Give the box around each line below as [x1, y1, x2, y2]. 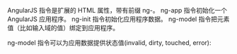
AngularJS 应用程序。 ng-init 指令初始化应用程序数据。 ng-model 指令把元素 [7, 15, 230, 23]
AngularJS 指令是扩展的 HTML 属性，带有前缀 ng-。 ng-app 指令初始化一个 [7, 6, 228, 14]
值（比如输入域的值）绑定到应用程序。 [7, 24, 119, 32]
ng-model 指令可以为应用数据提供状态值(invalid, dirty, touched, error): [7, 39, 212, 47]
